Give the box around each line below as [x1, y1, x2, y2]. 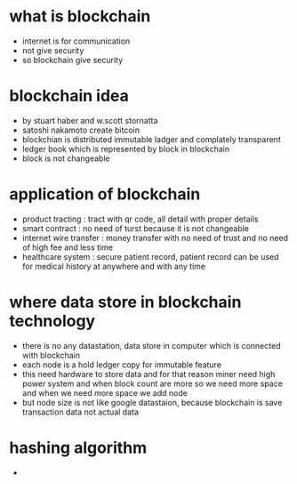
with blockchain [21, 350, 80, 360]
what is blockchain [9, 6, 151, 27]
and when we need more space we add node [21, 387, 189, 398]
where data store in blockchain [9, 292, 242, 312]
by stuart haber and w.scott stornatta [21, 115, 158, 125]
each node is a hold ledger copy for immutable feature [21, 359, 222, 370]
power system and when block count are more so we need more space [21, 378, 283, 389]
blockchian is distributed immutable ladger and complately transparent [21, 133, 282, 144]
